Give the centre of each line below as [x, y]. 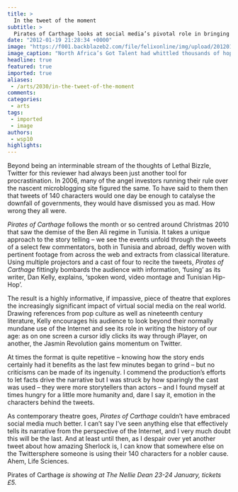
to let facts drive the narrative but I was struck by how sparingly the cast [113, 380]
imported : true [30, 73]
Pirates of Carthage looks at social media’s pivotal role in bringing [122, 34]
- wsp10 [22, 139]
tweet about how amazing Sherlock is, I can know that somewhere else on [116, 446]
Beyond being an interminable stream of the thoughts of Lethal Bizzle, [109, 166]
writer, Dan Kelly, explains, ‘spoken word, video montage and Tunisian [109, 278]
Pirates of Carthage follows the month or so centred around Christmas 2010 [118, 224]
